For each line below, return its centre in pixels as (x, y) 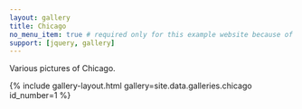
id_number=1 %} (40, 95)
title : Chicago (38, 26)
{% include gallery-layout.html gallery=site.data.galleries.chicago (131, 86)
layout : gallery (40, 18)
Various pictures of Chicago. (62, 68)
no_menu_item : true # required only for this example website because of (151, 34)
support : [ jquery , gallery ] (62, 43)
